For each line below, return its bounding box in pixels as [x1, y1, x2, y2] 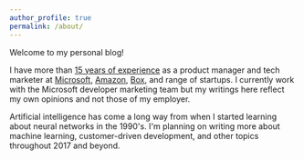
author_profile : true [9, 13, 92, 23]
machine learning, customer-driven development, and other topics [9, 130, 259, 141]
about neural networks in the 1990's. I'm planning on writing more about [9, 120, 280, 132]
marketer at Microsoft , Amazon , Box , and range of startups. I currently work [9, 74, 295, 85]
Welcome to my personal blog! [9, 46, 125, 57]
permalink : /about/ [9, 22, 84, 31]
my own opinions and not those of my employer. [9, 93, 191, 105]
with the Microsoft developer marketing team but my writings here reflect [9, 84, 285, 95]
